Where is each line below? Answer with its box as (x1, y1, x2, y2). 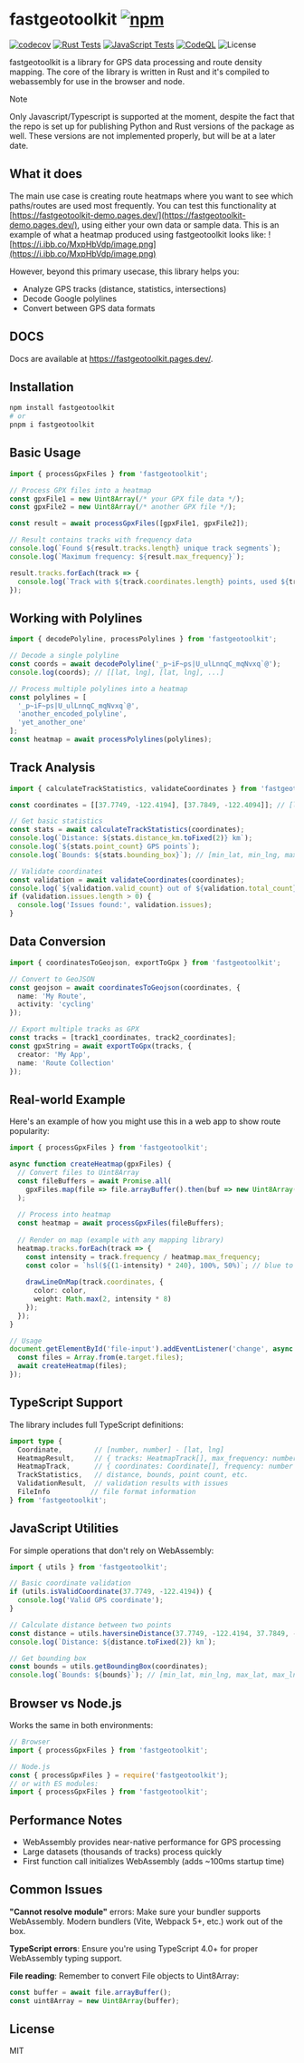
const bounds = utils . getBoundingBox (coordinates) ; (9, 1662, 208, 1671)
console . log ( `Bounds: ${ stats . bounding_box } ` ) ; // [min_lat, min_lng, (9, 850, 281, 859)
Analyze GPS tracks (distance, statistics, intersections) (22, 283, 227, 294)
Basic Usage (9, 445, 81, 461)
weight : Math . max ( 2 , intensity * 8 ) (33, 1295, 172, 1304)
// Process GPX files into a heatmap (9, 485, 152, 494)
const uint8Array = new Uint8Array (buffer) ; (9, 1996, 180, 2005)
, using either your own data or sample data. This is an (76, 219, 280, 230)
